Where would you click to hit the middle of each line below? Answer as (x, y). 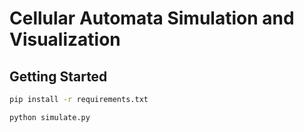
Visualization (65, 39)
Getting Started (58, 76)
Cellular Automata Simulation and (152, 18)
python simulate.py (50, 117)
